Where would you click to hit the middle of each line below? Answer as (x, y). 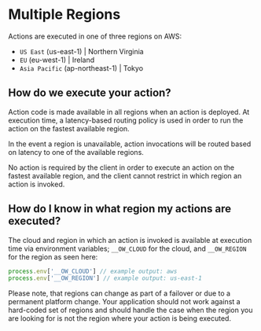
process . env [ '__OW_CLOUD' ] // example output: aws (93, 271)
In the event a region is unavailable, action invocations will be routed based (130, 144)
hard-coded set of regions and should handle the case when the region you (130, 310)
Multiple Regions (64, 15)
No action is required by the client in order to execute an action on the (121, 167)
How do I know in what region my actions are (120, 209)
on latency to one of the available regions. (76, 152)
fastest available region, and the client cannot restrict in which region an (125, 175)
